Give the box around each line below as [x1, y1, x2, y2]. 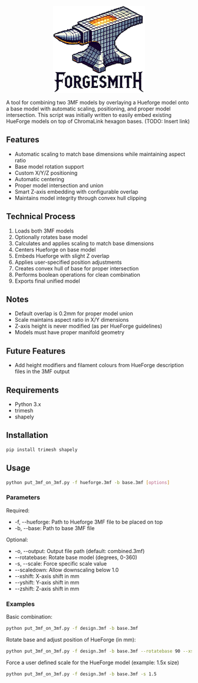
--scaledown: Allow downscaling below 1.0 [14, 566, 119, 573]
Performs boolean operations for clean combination [14, 271, 140, 278]
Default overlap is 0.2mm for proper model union [14, 310, 134, 317]
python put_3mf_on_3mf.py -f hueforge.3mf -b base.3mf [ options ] [6, 479, 170, 485]
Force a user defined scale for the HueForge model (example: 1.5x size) [6, 659, 180, 666]
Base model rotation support [14, 163, 84, 170]
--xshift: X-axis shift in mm [14, 573, 80, 580]
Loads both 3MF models [14, 227, 74, 234]
